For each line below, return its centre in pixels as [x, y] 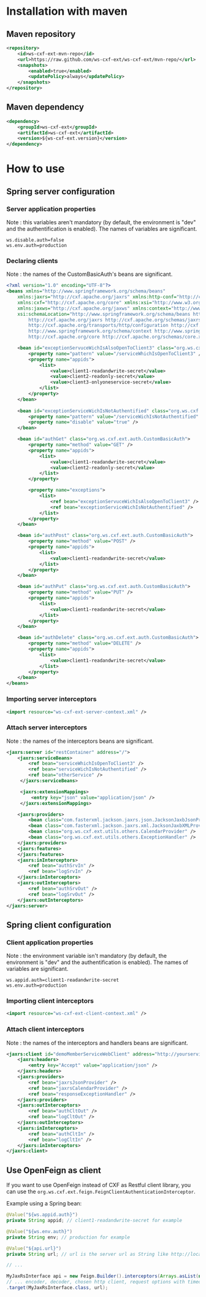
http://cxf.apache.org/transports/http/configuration [98, 326]
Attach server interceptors [47, 727]
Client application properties [50, 942]
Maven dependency [45, 107]
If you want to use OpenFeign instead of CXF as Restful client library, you [99, 1185]
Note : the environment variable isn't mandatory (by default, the [87, 956]
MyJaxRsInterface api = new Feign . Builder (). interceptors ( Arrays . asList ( [103, 1276]
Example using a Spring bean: [44, 1204]
